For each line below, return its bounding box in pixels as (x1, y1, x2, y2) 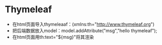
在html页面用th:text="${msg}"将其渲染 (12, 34, 94, 40)
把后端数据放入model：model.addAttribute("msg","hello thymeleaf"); (12, 27, 157, 34)
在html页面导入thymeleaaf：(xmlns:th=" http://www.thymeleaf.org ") (12, 21, 155, 27)
